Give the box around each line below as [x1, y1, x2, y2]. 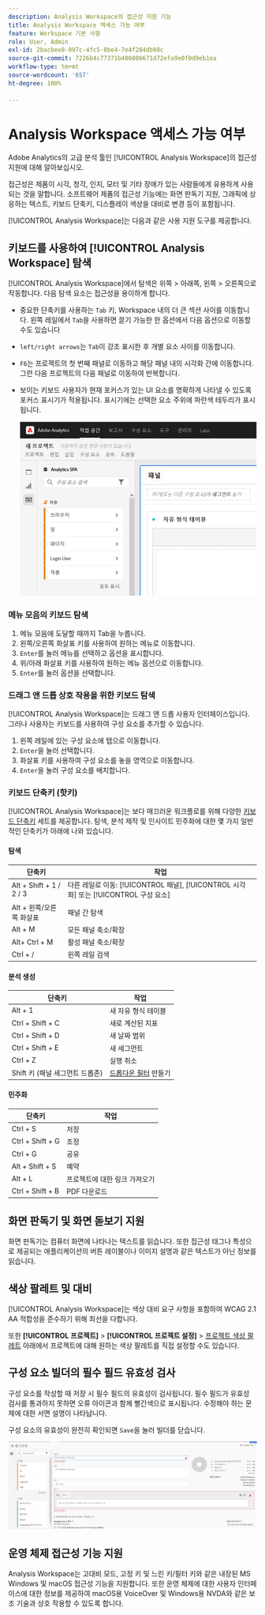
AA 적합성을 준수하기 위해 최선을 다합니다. [8, 1314, 138, 1323]
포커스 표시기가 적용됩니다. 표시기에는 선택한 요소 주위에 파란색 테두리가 [19, 395, 241, 405]
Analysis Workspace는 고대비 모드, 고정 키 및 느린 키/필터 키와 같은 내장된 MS [8, 1568, 251, 1578]
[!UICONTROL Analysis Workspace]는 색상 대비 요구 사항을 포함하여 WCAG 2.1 [8, 1304, 256, 1313]
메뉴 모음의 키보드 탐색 [8, 609, 89, 620]
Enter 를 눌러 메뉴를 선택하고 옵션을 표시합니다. [19, 648, 164, 657]
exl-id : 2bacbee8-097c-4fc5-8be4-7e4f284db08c [8, 46, 164, 55]
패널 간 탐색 [67, 907, 104, 917]
